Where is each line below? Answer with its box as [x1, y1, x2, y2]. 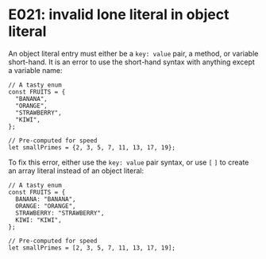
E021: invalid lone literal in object [8, 6, 229, 24]
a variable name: [8, 65, 63, 75]
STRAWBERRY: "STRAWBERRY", [15, 209, 105, 217]
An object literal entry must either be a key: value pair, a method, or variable [8, 48, 259, 58]
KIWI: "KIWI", [15, 216, 62, 224]
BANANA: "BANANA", [15, 195, 77, 203]
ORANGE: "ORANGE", [15, 202, 77, 210]
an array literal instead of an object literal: [8, 165, 145, 176]
